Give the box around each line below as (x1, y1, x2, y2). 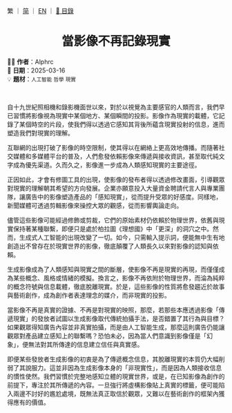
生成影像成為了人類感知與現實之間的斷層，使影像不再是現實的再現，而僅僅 (7, 265, 219, 273)
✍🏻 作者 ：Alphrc (7, 57, 54, 66)
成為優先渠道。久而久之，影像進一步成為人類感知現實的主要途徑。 (12, 160, 201, 169)
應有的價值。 (12, 398, 50, 406)
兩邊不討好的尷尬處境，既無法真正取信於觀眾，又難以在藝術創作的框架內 (12, 390, 219, 398)
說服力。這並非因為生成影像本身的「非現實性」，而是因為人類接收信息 (25, 363, 222, 372)
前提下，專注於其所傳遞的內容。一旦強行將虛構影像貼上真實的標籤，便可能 (7, 381, 219, 389)
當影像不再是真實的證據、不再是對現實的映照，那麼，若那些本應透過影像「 (7, 305, 219, 314)
